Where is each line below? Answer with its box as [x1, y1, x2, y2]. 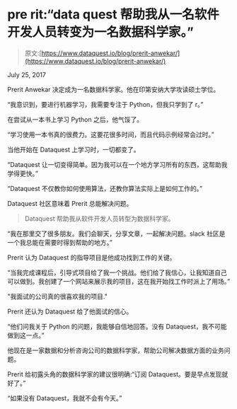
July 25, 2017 [7, 70, 46, 79]
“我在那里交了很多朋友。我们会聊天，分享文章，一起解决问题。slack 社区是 [7, 229, 226, 238]
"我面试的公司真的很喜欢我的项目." [7, 292, 108, 301]
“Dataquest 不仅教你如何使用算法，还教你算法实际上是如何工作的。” [7, 184, 203, 192]
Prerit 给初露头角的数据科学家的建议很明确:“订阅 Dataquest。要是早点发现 [7, 369, 222, 379]
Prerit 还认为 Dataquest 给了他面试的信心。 [7, 307, 133, 316]
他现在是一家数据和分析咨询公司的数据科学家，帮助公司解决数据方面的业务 [7, 346, 224, 355]
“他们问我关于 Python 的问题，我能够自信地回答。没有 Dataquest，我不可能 [7, 322, 227, 330]
